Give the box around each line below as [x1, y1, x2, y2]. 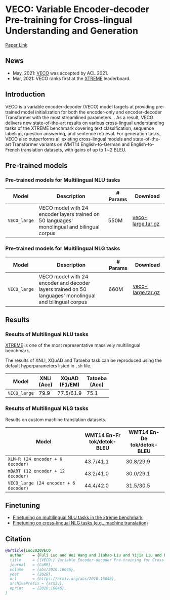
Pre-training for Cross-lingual [5, 14, 133, 26]
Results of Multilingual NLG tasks [5, 405, 89, 412]
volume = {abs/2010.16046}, [10, 567, 76, 572]
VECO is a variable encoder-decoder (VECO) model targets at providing [5, 103, 155, 109]
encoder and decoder [38, 279, 91, 286]
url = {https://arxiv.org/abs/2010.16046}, [10, 576, 116, 581]
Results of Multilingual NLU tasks [5, 330, 89, 337]
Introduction [5, 90, 46, 99]
